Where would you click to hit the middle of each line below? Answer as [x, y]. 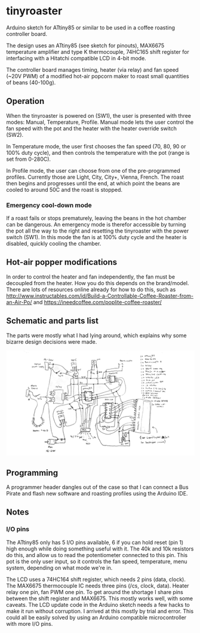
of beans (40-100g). [31, 82]
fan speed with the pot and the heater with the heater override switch [92, 128]
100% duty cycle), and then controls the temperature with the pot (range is [98, 152]
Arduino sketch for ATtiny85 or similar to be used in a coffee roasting [90, 27]
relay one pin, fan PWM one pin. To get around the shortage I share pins [95, 592]
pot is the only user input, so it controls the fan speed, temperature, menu [97, 561]
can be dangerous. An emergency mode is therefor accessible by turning [96, 225]
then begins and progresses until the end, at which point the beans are [93, 183]
